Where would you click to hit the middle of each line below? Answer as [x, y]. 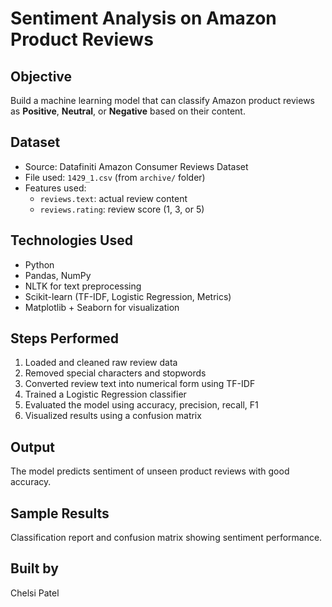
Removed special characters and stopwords [115, 373]
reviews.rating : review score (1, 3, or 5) [122, 209]
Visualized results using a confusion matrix [113, 416]
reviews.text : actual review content [113, 198]
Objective [41, 76]
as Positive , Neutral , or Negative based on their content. [128, 111]
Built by [34, 568]
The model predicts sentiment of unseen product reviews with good [150, 471]
